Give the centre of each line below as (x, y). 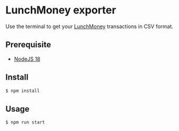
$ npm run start (25, 123)
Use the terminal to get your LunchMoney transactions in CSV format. (89, 26)
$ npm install (23, 91)
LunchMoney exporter (61, 10)
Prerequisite (28, 45)
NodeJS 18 (27, 58)
